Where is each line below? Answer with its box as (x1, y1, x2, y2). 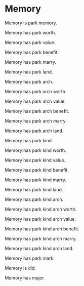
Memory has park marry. (5, 59, 57, 65)
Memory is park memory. (5, 20, 58, 26)
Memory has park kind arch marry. (5, 235, 77, 241)
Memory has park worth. (5, 29, 56, 35)
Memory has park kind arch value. (5, 216, 76, 222)
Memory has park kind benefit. (5, 167, 69, 173)
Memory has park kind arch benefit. (5, 226, 79, 232)
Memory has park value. (5, 39, 56, 46)
